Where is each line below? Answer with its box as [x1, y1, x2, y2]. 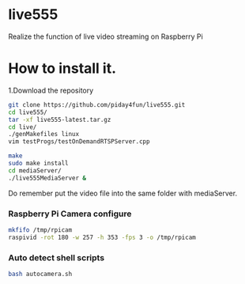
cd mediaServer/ [8, 166, 62, 175]
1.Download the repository [8, 85, 94, 95]
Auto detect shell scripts [8, 252, 105, 263]
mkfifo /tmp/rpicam [8, 225, 73, 234]
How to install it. [8, 59, 117, 78]
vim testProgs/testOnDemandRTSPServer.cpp [8, 138, 150, 146]
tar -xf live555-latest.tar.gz [8, 115, 111, 123]
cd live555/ [8, 108, 47, 116]
